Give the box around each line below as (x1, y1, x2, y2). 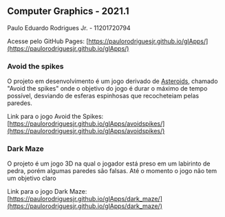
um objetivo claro (7, 174, 56, 183)
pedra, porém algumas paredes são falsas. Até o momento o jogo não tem (7, 167, 217, 175)
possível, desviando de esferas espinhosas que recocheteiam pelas (7, 92, 200, 100)
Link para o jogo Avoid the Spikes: (7, 113, 104, 121)
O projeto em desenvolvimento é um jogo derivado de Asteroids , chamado (7, 77, 218, 85)
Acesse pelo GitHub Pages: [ (7, 37, 89, 45)
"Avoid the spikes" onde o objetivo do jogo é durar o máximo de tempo (7, 84, 208, 93)
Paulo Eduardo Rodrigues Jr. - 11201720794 (7, 23, 131, 32)
